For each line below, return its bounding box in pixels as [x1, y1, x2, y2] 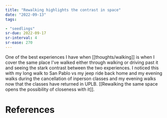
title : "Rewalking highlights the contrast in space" [5, 7, 121, 13]
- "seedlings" [5, 26, 35, 31]
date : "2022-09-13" [5, 12, 47, 17]
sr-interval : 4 [5, 35, 37, 41]
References [5, 104, 55, 115]
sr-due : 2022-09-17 [5, 31, 47, 36]
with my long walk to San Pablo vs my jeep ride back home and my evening [5, 70, 162, 76]
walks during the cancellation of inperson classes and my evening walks [5, 75, 156, 82]
